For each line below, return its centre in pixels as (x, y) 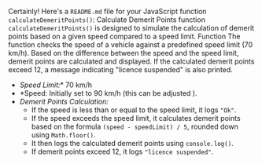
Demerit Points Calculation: (64, 102)
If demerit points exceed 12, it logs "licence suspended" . (122, 151)
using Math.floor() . (63, 135)
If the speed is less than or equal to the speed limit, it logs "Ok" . (134, 110)
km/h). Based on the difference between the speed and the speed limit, (124, 53)
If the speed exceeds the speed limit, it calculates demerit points (136, 118)
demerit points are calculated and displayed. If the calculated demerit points (131, 61)
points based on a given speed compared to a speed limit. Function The (124, 36)
